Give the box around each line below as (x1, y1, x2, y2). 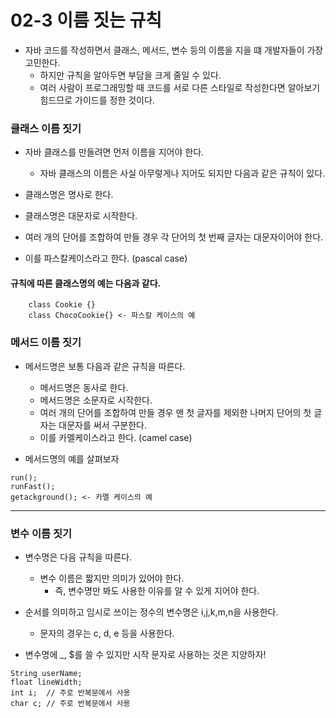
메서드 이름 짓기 (10, 336, 82, 350)
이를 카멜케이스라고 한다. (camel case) (39, 431, 193, 443)
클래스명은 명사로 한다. (24, 189, 114, 201)
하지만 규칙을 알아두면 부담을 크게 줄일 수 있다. (39, 69, 222, 81)
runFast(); (10, 481, 56, 491)
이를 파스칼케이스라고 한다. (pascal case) (24, 252, 188, 265)
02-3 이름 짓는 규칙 (10, 9, 162, 32)
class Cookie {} (28, 300, 97, 310)
